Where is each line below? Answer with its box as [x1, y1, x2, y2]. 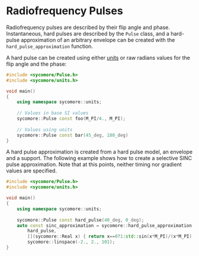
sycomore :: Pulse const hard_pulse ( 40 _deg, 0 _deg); [17, 217, 145, 223]
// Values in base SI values [17, 110, 89, 116]
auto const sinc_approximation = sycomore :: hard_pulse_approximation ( [17, 222, 195, 229]
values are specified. [6, 167, 57, 174]
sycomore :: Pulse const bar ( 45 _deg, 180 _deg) [17, 132, 129, 138]
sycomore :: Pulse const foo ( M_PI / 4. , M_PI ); [17, 116, 126, 122]
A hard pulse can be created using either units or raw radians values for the [6, 54, 191, 61]
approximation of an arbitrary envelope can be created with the [20, 36, 175, 43]
